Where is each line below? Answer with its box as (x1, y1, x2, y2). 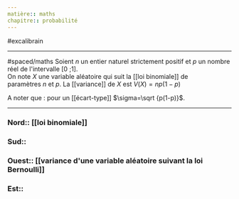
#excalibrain (7, 36, 44, 45)
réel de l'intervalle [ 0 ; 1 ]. (7, 65, 78, 73)
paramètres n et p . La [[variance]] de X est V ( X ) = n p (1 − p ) (7, 80, 181, 88)
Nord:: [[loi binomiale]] (7, 118, 87, 128)
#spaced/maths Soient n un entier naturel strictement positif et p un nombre (7, 57, 230, 65)
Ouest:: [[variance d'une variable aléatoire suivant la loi (7, 156, 203, 166)
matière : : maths (7, 10, 55, 18)
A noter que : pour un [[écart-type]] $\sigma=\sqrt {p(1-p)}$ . (7, 93, 185, 102)
